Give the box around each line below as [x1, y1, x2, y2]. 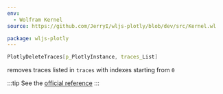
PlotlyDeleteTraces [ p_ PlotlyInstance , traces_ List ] [7, 54, 158, 61]
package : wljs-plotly [7, 35, 69, 42]
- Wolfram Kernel [13, 16, 63, 23]
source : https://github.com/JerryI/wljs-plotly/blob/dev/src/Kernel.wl [7, 22, 216, 29]
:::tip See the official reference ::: [7, 79, 99, 87]
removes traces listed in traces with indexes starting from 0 [7, 66, 175, 74]
